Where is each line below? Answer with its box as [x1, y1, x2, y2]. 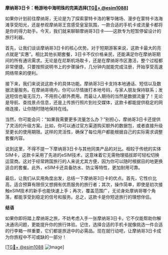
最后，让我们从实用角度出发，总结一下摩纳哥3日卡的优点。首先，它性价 [5, 175, 152, 181]
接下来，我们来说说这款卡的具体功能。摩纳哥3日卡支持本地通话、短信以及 [5, 81, 157, 87]
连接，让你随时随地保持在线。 [9, 106, 71, 112]
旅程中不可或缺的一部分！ [13, 234, 66, 240]
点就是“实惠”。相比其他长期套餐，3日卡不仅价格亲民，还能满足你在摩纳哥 [5, 51, 156, 57]
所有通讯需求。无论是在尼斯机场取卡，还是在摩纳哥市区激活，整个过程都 [13, 58, 163, 63]
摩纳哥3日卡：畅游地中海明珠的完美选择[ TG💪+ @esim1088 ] [5, 5, 128, 11]
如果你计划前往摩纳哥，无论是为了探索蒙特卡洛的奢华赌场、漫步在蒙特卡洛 [5, 16, 158, 22]
